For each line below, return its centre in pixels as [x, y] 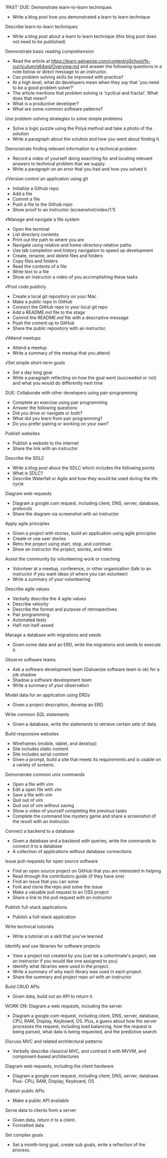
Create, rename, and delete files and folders [58, 256]
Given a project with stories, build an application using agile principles [84, 533]
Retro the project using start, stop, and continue [62, 544]
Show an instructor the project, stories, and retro [62, 549]
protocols [22, 508]
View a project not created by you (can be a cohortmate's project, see [84, 955]
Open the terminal [31, 229]
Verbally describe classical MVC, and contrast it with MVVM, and [79, 1051]
